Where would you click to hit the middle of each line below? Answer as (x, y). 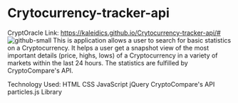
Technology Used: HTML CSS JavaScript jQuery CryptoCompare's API (111, 84)
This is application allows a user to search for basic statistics (142, 40)
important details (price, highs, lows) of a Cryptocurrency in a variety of (113, 55)
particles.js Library (35, 92)
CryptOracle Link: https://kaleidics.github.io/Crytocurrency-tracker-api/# (114, 33)
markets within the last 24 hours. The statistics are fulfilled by (98, 63)
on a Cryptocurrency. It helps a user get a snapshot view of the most (108, 48)
